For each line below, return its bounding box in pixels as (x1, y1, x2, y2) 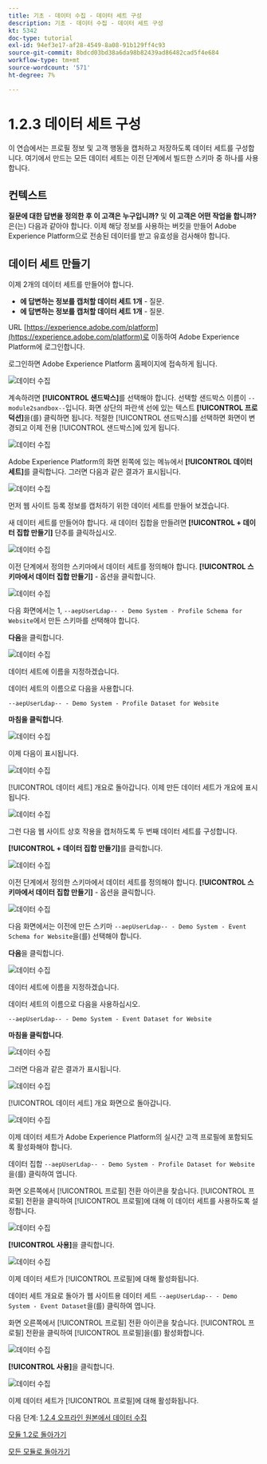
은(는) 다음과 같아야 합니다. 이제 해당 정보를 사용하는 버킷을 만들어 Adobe (8, 221, 237, 231)
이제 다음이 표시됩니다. (8, 749, 79, 758)
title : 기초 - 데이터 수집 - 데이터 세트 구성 (8, 11, 142, 20)
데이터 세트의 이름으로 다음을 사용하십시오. (8, 1000, 141, 1009)
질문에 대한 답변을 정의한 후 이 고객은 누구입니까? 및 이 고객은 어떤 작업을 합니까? (8, 211, 257, 221)
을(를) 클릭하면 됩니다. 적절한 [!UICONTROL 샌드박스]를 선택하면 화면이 (23, 413, 247, 423)
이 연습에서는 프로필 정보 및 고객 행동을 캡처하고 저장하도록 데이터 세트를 (8, 143, 234, 153)
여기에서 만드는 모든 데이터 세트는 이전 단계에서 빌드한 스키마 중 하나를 (25, 153, 245, 162)
